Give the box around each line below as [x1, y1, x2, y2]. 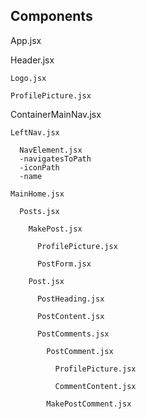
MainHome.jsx [10, 189, 65, 199]
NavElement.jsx [19, 145, 83, 155]
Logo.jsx [10, 73, 47, 83]
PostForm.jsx [36, 259, 92, 269]
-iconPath [19, 162, 60, 173]
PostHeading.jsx [36, 294, 105, 304]
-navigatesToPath [19, 154, 92, 164]
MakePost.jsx [28, 224, 83, 234]
